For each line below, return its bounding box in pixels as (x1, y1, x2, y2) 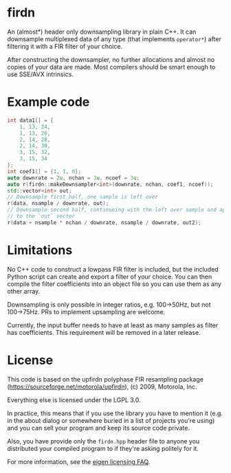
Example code (7, 94, 90, 110)
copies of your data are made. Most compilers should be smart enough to (7, 63, 216, 71)
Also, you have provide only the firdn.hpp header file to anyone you (7, 437, 200, 445)
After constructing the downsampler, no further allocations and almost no (7, 55, 215, 63)
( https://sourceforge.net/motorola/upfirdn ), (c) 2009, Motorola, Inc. (7, 382, 197, 390)
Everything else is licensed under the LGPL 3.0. (7, 395, 141, 404)
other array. (7, 287, 41, 295)
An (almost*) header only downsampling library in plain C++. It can (7, 27, 197, 36)
